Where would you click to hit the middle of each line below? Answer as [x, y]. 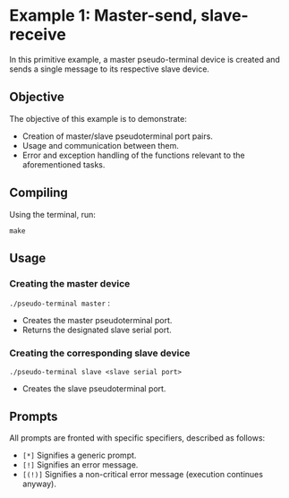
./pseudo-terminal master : [59, 303]
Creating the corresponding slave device [100, 353]
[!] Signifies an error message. [80, 465]
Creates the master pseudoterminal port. [97, 321]
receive [38, 34]
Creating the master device [70, 283]
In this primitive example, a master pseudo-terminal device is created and [144, 59]
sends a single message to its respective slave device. [110, 69]
